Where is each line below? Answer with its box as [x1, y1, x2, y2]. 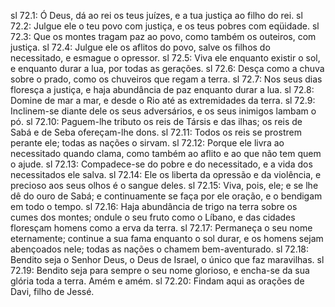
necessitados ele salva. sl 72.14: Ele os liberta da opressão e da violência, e [10, 169, 322, 180]
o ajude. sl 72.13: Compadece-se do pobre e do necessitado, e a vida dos [10, 158, 313, 170]
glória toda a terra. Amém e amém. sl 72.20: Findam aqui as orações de [10, 275, 305, 287]
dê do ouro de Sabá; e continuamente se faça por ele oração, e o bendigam [10, 190, 323, 202]
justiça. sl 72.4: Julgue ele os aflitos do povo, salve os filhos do [10, 41, 271, 53]
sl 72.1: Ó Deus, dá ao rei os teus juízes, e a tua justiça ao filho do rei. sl [10, 10, 303, 21]
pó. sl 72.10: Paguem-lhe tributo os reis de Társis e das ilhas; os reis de [10, 116, 303, 127]
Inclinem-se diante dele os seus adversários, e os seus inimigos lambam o [10, 105, 317, 117]
